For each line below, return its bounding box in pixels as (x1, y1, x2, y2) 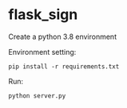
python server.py (8, 91, 66, 100)
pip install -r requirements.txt (8, 62, 120, 71)
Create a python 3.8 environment (8, 32, 117, 41)
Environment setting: (8, 47, 77, 56)
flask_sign (8, 6, 78, 24)
